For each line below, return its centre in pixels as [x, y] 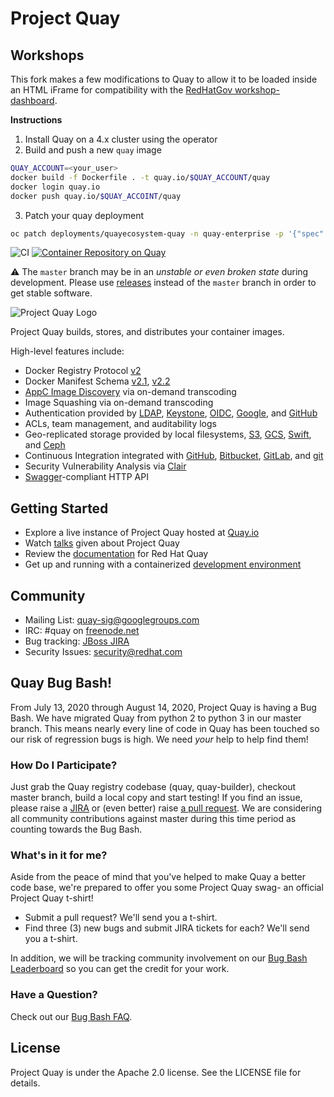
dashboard [32, 100]
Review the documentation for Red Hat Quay [116, 554]
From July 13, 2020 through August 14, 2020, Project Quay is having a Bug [163, 707]
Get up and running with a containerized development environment [163, 564]
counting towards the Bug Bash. [76, 829]
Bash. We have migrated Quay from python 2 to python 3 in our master [156, 718]
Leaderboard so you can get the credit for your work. [120, 969]
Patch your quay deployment [84, 215]
